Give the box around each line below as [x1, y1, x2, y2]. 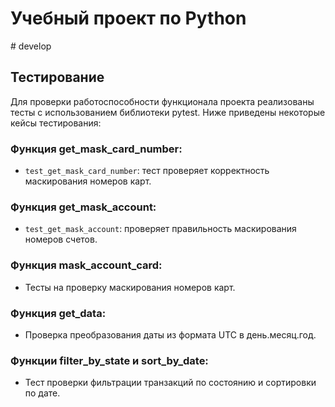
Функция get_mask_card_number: [10, 142, 183, 156]
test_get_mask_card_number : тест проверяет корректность [24, 165, 270, 177]
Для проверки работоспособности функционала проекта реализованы [10, 95, 315, 107]
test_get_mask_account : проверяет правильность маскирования [24, 223, 297, 235]
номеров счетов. [24, 233, 98, 246]
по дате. [24, 387, 61, 399]
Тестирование [10, 69, 105, 86]
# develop [10, 40, 52, 52]
